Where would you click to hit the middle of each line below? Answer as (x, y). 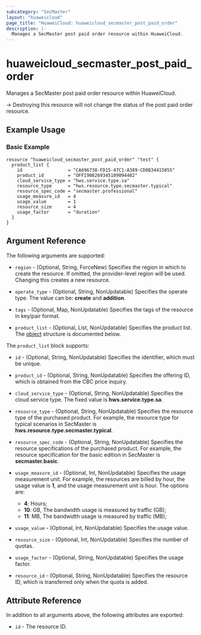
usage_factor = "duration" (59, 212)
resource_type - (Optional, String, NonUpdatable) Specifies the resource (104, 411)
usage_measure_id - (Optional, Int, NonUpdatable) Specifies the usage (100, 472)
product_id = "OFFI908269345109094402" (77, 175)
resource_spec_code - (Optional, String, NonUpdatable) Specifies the (99, 442)
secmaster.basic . (37, 461)
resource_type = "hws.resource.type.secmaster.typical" (95, 186)
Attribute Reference (44, 600)
